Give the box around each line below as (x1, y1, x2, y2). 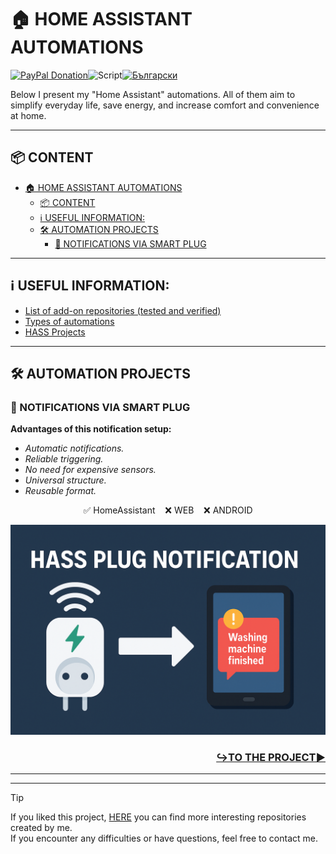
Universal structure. (24, 474, 107, 486)
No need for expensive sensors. (24, 464, 157, 476)
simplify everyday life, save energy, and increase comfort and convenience (10, 99, 320, 111)
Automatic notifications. (24, 442, 125, 455)
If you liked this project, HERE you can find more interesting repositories (10, 811, 307, 823)
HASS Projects (24, 326, 86, 338)
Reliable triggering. (24, 453, 104, 465)
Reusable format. (24, 485, 97, 497)
